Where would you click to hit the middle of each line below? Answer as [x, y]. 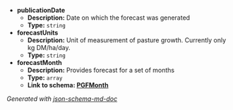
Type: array [45, 78]
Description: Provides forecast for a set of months [101, 70]
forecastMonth [40, 62]
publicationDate [41, 10]
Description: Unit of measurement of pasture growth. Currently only [127, 40]
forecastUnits [37, 32]
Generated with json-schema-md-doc [62, 99]
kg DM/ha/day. [49, 48]
